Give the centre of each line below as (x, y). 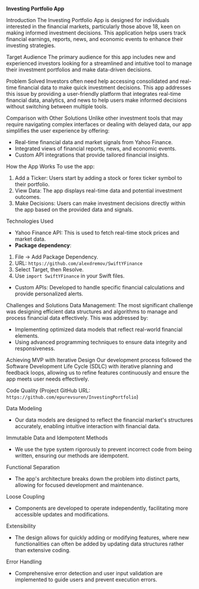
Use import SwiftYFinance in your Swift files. (70, 276)
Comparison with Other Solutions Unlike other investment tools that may (94, 118)
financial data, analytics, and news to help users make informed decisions (97, 100)
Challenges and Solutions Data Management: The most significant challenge (99, 305)
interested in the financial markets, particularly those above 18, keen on (93, 27)
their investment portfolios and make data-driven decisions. (79, 70)
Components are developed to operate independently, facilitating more (101, 508)
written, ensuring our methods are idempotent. (72, 456)
